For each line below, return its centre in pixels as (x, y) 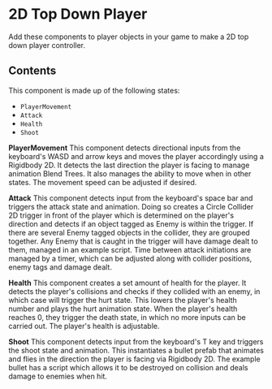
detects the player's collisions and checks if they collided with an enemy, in (134, 291)
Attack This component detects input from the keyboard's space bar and (131, 198)
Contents (32, 71)
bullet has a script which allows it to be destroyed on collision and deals (128, 367)
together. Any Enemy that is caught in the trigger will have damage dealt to (133, 241)
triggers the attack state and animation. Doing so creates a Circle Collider (131, 206)
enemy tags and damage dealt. (60, 267)
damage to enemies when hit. (58, 376)
